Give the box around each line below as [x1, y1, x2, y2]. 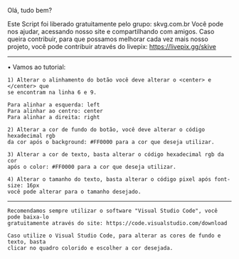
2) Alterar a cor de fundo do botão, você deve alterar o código [7, 126, 205, 133]
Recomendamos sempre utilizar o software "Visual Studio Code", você [7, 207, 218, 214]
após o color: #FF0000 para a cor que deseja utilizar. [7, 163, 176, 170]
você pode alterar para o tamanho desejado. [7, 188, 142, 195]
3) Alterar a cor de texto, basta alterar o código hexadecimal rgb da [7, 151, 224, 158]
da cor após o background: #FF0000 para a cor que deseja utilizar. [7, 138, 215, 145]
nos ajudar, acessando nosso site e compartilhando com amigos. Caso [7, 28, 215, 35]
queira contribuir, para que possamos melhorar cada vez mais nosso [7, 35, 208, 43]
